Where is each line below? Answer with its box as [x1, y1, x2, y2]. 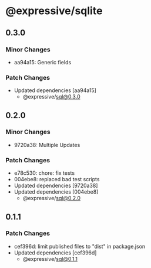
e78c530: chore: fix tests [14, 169, 75, 177]
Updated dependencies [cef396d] [14, 249, 97, 256]
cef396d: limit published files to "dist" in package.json [14, 243, 146, 250]
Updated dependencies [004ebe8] [14, 188, 99, 195]
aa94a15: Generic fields [14, 58, 72, 66]
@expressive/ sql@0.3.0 [22, 93, 80, 100]
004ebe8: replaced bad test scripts [14, 176, 100, 183]
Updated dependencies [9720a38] [14, 182, 98, 189]
